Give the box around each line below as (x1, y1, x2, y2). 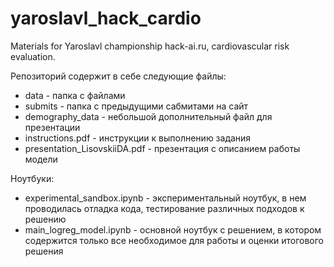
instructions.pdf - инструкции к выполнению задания (24, 132, 252, 144)
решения (24, 245, 64, 257)
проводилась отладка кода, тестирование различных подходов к (24, 202, 305, 214)
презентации (24, 121, 81, 133)
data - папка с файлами (24, 89, 126, 101)
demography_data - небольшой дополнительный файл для (24, 110, 273, 122)
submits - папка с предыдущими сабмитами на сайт (24, 100, 249, 112)
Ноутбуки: (10, 172, 55, 184)
